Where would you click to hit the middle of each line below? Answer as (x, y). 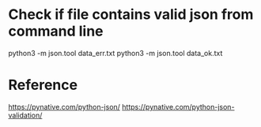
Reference (43, 85)
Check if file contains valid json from (131, 15)
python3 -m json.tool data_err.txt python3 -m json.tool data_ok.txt (115, 53)
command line (56, 31)
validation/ (25, 115)
